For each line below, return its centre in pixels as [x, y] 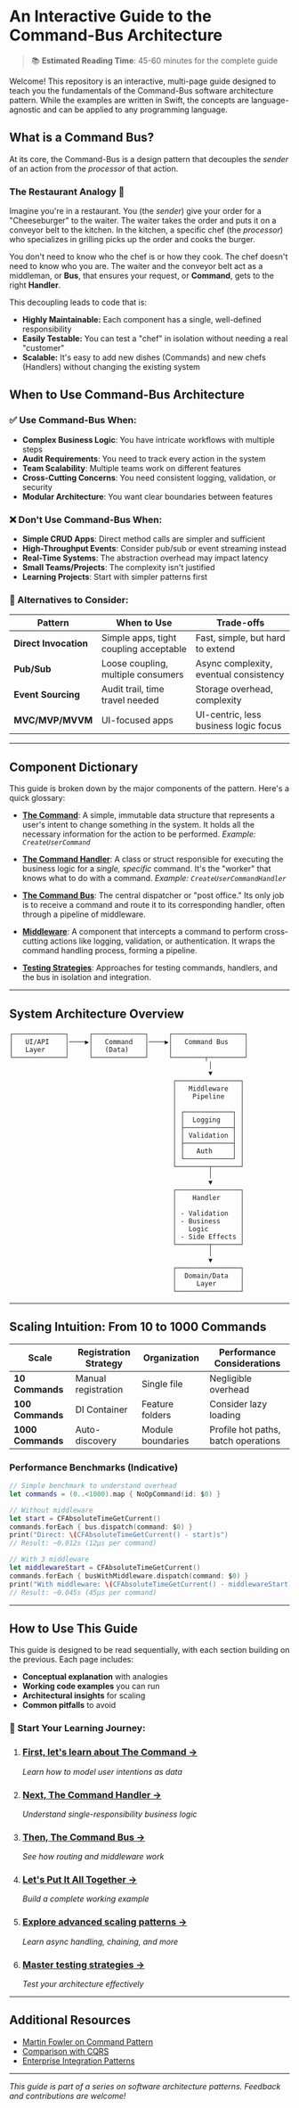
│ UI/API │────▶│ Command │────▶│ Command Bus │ [129, 1042]
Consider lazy [238, 1403]
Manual [91, 1378]
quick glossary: [37, 798]
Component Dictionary [74, 767]
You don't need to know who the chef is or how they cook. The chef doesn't [149, 257]
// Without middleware [51, 1510]
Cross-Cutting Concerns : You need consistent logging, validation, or [149, 478]
